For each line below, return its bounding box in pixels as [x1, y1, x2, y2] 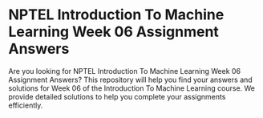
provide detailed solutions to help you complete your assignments [8, 92, 226, 101]
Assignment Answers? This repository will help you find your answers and [8, 75, 253, 84]
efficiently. [8, 100, 43, 110]
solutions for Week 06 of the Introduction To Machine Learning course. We [8, 83, 255, 93]
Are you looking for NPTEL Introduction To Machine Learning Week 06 [8, 66, 241, 75]
